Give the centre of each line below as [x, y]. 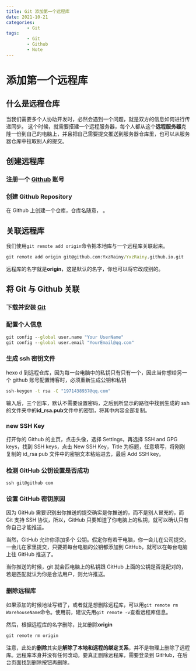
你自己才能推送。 [27, 527]
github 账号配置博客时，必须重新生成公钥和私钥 [69, 380]
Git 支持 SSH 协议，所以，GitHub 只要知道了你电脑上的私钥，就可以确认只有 [97, 520]
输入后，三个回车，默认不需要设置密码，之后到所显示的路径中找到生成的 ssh [98, 403]
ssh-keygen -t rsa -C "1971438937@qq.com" [58, 391]
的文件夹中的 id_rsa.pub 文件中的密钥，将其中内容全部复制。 [78, 410]
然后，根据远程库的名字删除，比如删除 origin [59, 624]
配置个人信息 [24, 325]
